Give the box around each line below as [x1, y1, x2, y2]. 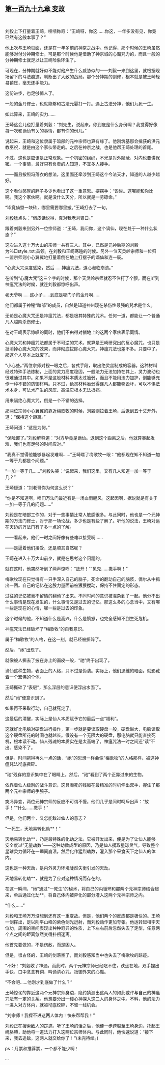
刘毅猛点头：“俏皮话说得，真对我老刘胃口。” [5, 215, 93, 221]
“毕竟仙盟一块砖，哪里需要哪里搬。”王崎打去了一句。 [5, 204, 110, 210]
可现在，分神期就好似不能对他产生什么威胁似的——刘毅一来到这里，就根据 [5, 67, 156, 73]
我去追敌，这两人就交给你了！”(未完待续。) [13, 1035, 99, 1041]
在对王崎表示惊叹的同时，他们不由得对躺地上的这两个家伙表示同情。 [5, 329, 143, 335]
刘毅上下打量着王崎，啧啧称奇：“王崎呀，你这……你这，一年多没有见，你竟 [5, 28, 157, 34]
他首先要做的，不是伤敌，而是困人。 [5, 942, 79, 948]
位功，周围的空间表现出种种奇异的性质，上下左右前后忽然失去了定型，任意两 [5, 925, 160, 931]
